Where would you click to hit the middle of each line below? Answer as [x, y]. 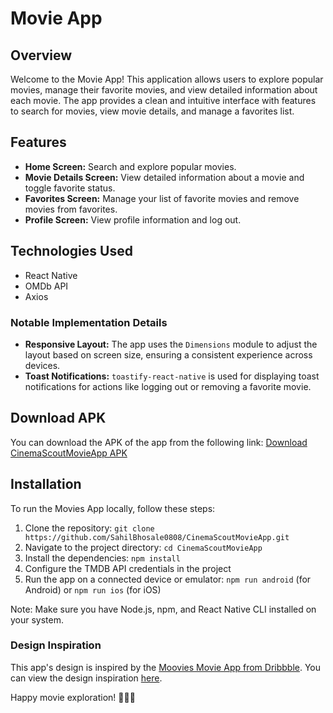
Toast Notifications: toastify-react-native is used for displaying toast [172, 376]
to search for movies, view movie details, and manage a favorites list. [152, 111]
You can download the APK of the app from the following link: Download [159, 442]
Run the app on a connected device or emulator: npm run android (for [168, 579]
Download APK [58, 418]
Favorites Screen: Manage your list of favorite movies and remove [162, 198]
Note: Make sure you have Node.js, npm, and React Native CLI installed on [163, 609]
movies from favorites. [71, 209]
